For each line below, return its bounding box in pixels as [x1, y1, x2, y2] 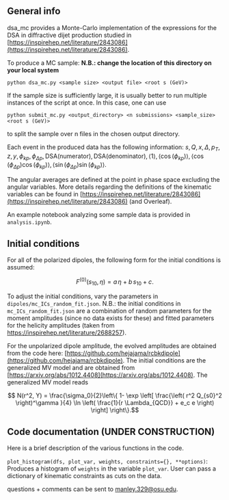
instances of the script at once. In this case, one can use [7, 98, 167, 107]
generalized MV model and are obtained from [7, 364, 135, 372]
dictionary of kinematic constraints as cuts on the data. [7, 472, 162, 480]
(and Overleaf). [129, 198, 172, 206]
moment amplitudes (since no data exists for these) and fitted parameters [7, 314, 215, 322]
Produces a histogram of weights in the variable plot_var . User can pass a [7, 464, 217, 473]
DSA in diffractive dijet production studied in [7, 31, 132, 39]
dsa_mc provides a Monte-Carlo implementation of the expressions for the [7, 23, 217, 31]
